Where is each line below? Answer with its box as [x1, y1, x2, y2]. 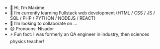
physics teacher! [9, 39, 44, 44]
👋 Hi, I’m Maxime [9, 5, 45, 10]
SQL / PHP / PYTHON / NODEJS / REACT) [9, 15, 96, 21]
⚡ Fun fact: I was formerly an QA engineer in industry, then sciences [9, 31, 150, 37]
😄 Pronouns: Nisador [9, 26, 54, 32]
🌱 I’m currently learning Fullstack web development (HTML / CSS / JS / [9, 10, 155, 16]
